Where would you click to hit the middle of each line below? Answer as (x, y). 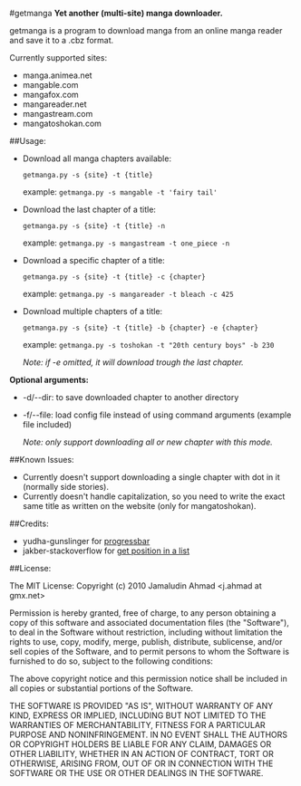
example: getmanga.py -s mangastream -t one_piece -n (126, 243)
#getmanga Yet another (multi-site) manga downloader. (117, 13)
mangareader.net (55, 104)
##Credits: (29, 523)
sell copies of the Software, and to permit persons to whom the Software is (150, 652)
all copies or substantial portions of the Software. (101, 688)
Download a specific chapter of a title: (93, 260)
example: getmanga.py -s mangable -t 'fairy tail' (120, 192)
